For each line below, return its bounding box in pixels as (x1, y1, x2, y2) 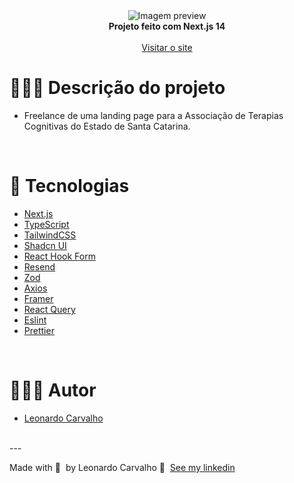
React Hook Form (23, 250, 96, 262)
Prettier (23, 324, 55, 336)
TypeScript (23, 218, 70, 230)
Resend (23, 260, 56, 273)
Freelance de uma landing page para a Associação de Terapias (23, 109, 284, 121)
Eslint (23, 314, 47, 326)
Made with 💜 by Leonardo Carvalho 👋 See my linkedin (9, 461, 236, 473)
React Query (23, 303, 76, 315)
